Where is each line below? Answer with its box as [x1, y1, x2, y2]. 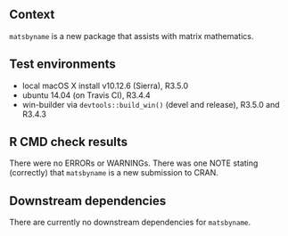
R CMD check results [9, 134, 128, 150]
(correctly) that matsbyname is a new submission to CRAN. [9, 167, 218, 178]
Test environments [9, 57, 116, 72]
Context [9, 7, 55, 22]
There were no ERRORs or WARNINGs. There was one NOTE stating [9, 158, 259, 168]
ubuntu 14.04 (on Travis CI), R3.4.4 [21, 89, 152, 101]
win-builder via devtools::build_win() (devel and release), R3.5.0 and [21, 99, 280, 110]
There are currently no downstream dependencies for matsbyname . [9, 217, 251, 228]
